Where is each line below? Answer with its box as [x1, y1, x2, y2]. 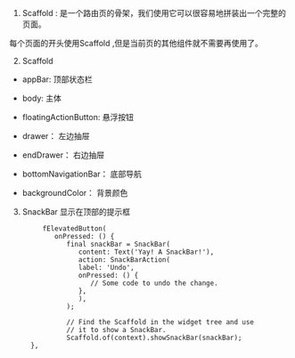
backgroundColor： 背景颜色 [21, 188, 128, 198]
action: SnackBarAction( [78, 256, 171, 264]
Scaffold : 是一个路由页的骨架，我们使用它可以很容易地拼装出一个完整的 [21, 8, 287, 18]
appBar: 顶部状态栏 [21, 74, 94, 85]
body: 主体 [21, 93, 62, 103]
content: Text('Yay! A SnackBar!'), [78, 248, 215, 256]
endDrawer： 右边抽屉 [21, 150, 105, 160]
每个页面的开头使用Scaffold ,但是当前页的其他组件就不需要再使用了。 [9, 38, 263, 48]
